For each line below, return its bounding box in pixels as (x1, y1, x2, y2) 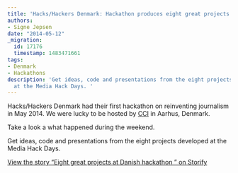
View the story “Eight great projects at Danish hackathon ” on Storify (7, 158, 208, 167)
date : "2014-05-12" (7, 30, 65, 37)
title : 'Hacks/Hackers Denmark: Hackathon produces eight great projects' (7, 10, 233, 18)
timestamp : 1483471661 (13, 50, 81, 57)
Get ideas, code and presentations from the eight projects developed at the (7, 137, 227, 145)
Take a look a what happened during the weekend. (7, 123, 155, 131)
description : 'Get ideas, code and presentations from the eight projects (7, 76, 233, 83)
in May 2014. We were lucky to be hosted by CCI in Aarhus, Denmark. (7, 109, 210, 118)
